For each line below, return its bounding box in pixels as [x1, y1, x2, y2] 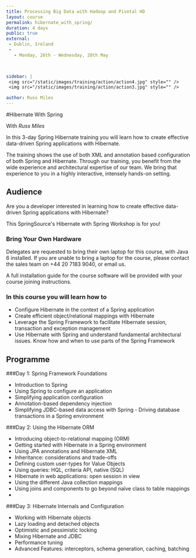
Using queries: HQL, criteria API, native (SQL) [14, 466, 125, 474]
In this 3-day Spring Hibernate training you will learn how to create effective [6, 134, 189, 141]
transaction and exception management [14, 325, 111, 332]
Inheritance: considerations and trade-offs [14, 454, 117, 461]
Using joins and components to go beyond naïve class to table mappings [14, 485, 190, 492]
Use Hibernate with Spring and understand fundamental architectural [14, 331, 181, 338]
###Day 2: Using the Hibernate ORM [6, 424, 95, 431]
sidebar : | [6, 73, 33, 79]
